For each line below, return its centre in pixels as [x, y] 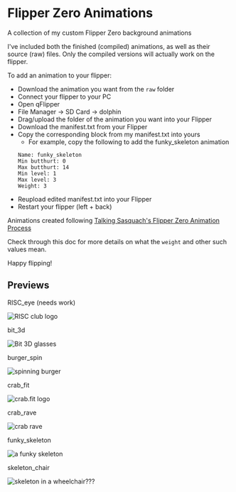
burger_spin [25, 357]
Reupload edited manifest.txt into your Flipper [85, 199]
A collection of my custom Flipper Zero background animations [100, 33]
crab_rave [22, 412]
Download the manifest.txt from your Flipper [82, 126]
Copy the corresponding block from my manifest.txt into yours [109, 134]
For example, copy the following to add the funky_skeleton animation [129, 142]
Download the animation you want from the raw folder [96, 89]
